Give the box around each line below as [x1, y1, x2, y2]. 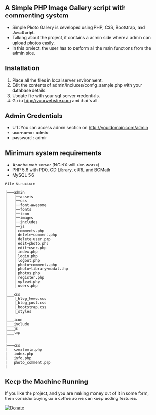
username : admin [12, 130, 48, 135]
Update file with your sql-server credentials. [12, 92, 100, 99]
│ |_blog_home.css [5, 296, 47, 301]
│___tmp [5, 330, 21, 335]
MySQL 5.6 [12, 172, 35, 178]
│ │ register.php [5, 275, 45, 280]
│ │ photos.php [5, 271, 40, 276]
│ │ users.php [5, 283, 38, 288]
